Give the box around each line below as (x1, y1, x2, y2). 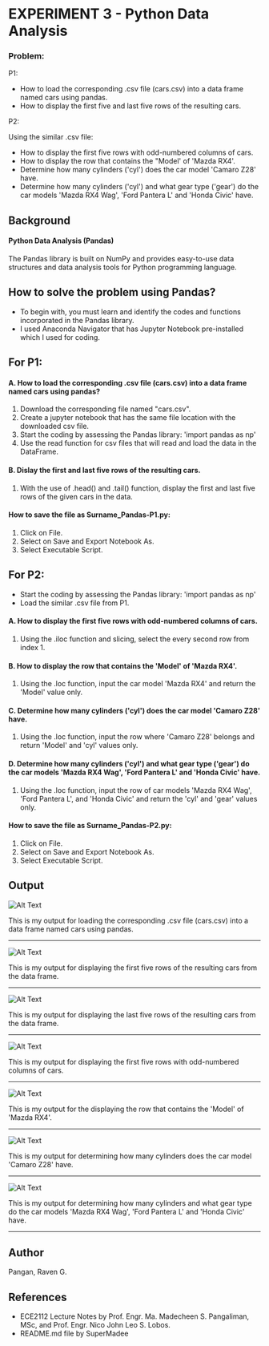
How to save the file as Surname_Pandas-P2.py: (8, 821, 172, 831)
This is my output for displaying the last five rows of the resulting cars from (8, 1009, 256, 1019)
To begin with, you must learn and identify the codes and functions (19, 306, 242, 317)
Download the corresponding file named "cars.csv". (19, 404, 191, 414)
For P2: (8, 568, 45, 582)
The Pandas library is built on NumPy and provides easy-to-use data (8, 254, 235, 264)
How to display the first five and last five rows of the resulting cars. (19, 101, 242, 111)
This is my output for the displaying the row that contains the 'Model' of (8, 1104, 244, 1114)
